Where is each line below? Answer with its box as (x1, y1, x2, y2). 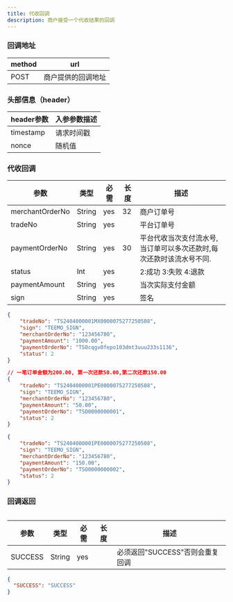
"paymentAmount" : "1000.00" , (19, 337, 104, 344)
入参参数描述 (55, 115, 98, 124)
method (10, 59, 37, 69)
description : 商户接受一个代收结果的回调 (7, 17, 115, 24)
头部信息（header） (7, 95, 75, 104)
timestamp (10, 128, 46, 138)
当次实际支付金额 (139, 280, 196, 290)
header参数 (10, 115, 49, 124)
